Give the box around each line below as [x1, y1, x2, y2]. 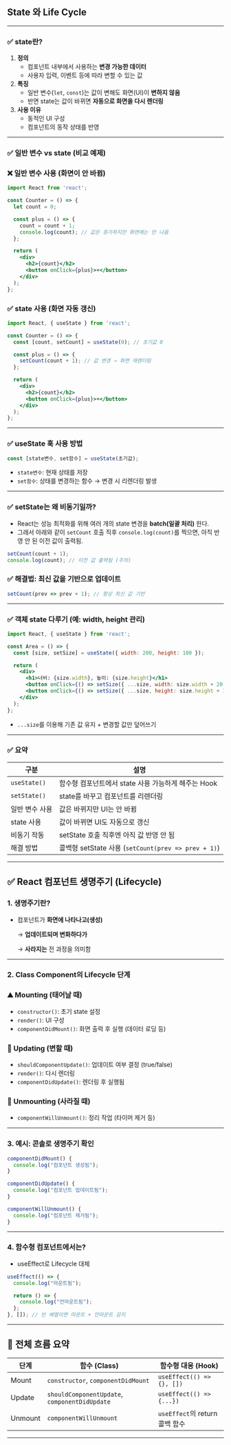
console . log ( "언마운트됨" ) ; [19, 1299, 93, 1306]
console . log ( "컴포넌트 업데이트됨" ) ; [13, 1187, 109, 1194]
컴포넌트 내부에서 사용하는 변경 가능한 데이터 [27, 63, 146, 71]
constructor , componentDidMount [47, 1375, 150, 1385]
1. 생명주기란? [7, 899, 51, 908]
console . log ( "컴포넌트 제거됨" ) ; [13, 1212, 99, 1219]
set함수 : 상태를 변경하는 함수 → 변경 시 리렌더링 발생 [16, 477, 157, 485]
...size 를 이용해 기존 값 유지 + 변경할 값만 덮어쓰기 [16, 720, 157, 728]
